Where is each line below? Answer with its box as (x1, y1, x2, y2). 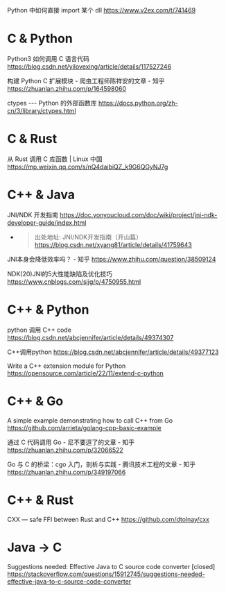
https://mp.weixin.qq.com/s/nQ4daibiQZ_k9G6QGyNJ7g (7, 162, 168, 171)
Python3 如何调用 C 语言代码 (7, 54, 90, 62)
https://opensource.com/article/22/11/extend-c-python (7, 369, 164, 377)
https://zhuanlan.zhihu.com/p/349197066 (7, 468, 126, 476)
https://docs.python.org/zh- (98, 99, 178, 107)
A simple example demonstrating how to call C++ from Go (7, 416, 173, 425)
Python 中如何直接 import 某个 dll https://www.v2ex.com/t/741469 (7, 6, 196, 14)
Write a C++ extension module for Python (7, 362, 126, 370)
